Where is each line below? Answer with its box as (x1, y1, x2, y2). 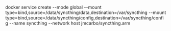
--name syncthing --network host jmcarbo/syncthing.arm (9, 20, 131, 26)
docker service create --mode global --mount (5, 4, 102, 10)
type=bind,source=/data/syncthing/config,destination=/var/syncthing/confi (5, 15, 164, 20)
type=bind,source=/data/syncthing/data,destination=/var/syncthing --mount (5, 9, 166, 15)
